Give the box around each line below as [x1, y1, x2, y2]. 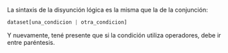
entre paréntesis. [7, 38, 56, 46]
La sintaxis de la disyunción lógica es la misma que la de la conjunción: [7, 6, 208, 14]
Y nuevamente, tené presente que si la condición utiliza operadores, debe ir [7, 31, 221, 39]
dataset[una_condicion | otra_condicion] [7, 19, 128, 26]
